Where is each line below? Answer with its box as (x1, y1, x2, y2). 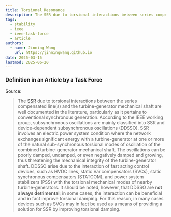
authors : (5, 41, 24, 46)
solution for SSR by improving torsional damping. (17, 206, 121, 212)
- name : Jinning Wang (10, 45, 56, 50)
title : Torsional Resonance (5, 7, 65, 13)
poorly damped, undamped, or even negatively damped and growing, (17, 152, 163, 158)
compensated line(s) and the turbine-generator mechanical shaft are (17, 103, 162, 110)
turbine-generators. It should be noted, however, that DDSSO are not (17, 184, 163, 191)
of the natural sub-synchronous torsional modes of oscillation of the (17, 141, 161, 147)
